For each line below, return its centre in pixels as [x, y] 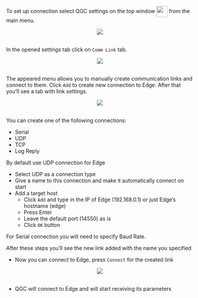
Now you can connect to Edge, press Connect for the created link [94, 259]
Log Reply [27, 151]
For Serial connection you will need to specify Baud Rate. [76, 236]
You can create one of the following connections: [66, 120]
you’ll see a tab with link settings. [47, 91]
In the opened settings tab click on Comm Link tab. [67, 50]
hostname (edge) [45, 206]
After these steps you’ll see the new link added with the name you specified [99, 248]
